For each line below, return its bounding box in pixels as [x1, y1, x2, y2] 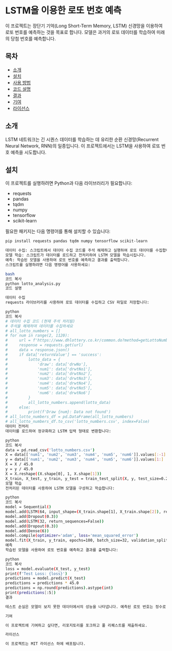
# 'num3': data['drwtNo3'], [5, 376, 93, 381]
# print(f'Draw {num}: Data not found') [5, 410, 111, 415]
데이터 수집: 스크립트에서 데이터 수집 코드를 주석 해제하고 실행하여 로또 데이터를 [5, 248, 154, 253]
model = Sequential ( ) [5, 505, 52, 510]
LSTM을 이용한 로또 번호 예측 [5, 5, 122, 16]
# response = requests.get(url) [5, 343, 83, 348]
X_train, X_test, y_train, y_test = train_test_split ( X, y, [5, 476, 137, 481]
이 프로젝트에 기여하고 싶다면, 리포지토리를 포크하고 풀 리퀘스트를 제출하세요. [5, 623, 147, 628]
